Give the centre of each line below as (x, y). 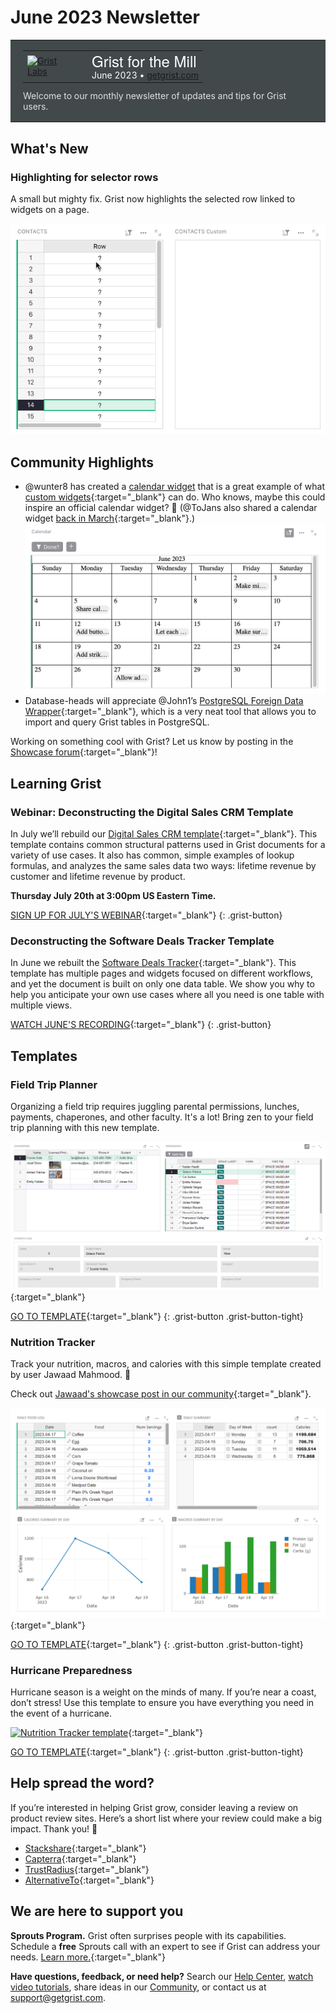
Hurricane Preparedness (71, 1670)
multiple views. (41, 1005)
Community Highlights (82, 462)
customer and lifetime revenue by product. (98, 876)
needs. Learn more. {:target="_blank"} (88, 1957)
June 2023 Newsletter (105, 17)
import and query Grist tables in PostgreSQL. (117, 722)
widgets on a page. (50, 209)
